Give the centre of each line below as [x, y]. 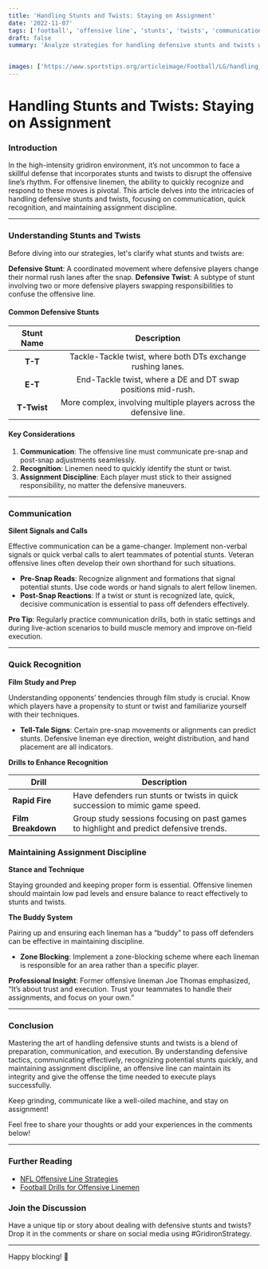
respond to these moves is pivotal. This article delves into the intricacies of [131, 191]
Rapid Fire [32, 800]
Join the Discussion [47, 1208]
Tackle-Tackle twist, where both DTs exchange [158, 356]
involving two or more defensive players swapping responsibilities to [121, 285]
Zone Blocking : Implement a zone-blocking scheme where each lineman [139, 957]
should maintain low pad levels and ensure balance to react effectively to [128, 894]
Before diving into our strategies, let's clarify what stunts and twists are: [126, 253]
